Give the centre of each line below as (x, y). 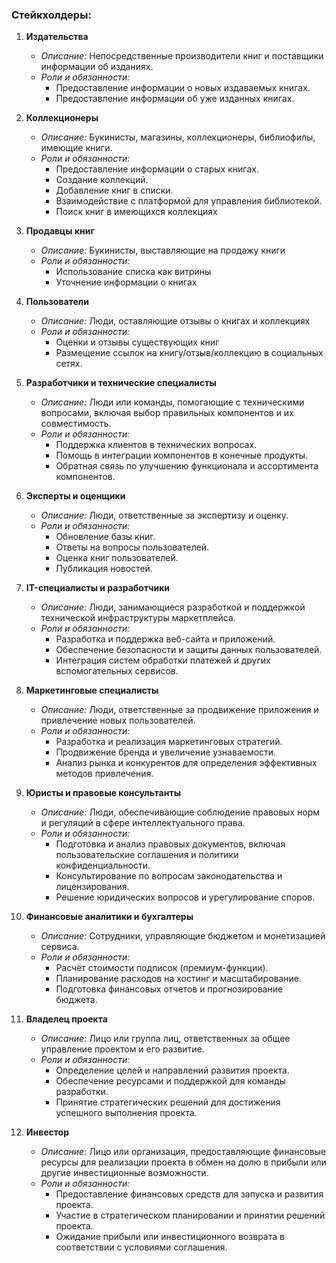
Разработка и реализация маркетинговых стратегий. (169, 742)
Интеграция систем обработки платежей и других (163, 660)
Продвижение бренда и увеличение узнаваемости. (166, 752)
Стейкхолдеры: (51, 15)
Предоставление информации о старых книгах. (157, 169)
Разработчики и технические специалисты (121, 383)
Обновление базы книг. (105, 537)
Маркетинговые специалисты (92, 690)
